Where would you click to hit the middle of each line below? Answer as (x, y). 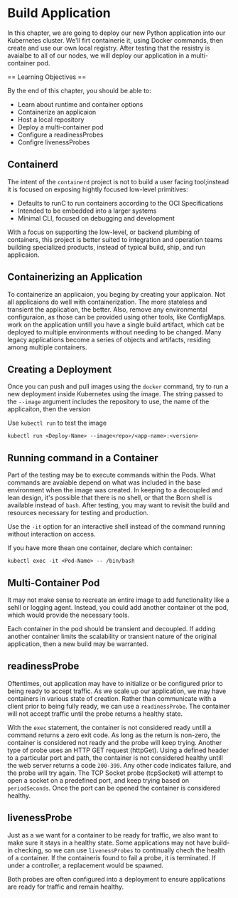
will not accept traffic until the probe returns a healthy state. (95, 714)
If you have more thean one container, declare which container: (100, 548)
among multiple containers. (47, 347)
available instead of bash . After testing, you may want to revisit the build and (118, 505)
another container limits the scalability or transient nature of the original (112, 636)
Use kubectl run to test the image (57, 423)
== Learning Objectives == (47, 77)
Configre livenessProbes (54, 142)
